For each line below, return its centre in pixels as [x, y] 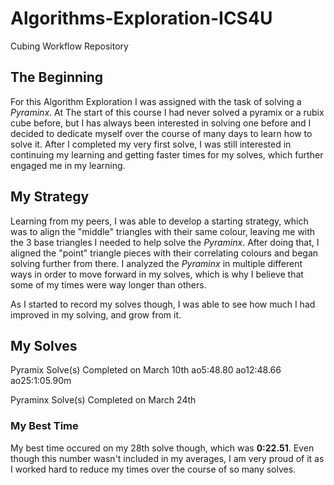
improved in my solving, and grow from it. [96, 314]
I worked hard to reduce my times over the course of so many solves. [153, 469]
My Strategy [50, 197]
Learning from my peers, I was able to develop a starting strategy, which [159, 221]
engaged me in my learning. [68, 165]
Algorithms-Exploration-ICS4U [141, 18]
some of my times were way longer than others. [108, 284]
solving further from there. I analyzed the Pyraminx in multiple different [156, 263]
